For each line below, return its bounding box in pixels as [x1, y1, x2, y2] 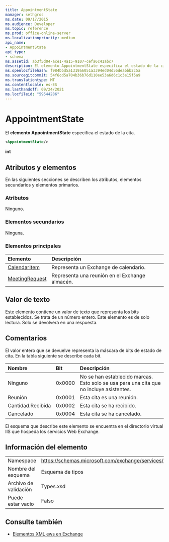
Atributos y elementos [5, 163, 76, 171]
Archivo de [8, 480, 34, 487]
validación [8, 486, 32, 493]
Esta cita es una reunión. [79, 394, 138, 401]
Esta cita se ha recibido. [79, 402, 137, 409]
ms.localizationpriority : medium [5, 36, 75, 41]
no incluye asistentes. [79, 386, 131, 393]
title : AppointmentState [5, 7, 57, 13]
